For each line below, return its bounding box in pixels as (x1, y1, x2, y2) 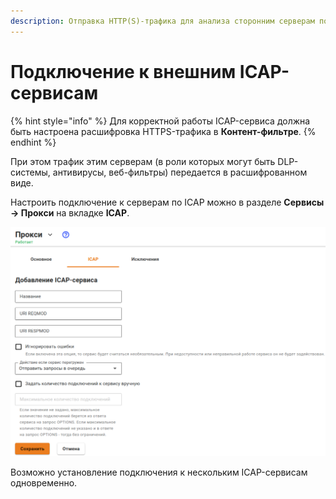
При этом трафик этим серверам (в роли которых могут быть (10, 155, 276, 167)
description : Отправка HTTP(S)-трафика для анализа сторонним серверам (10, 16, 315, 26)
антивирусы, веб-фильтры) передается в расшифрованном (52, 166, 308, 178)
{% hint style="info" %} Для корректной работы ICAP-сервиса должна (10, 115, 311, 127)
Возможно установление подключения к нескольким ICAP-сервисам (10, 466, 308, 479)
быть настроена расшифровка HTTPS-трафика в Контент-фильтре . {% (10, 125, 317, 137)
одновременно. (10, 477, 78, 489)
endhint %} (10, 136, 57, 148)
